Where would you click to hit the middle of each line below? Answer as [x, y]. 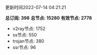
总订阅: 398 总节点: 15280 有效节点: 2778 [48, 18]
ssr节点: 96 [24, 47]
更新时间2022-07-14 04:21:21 [36, 7]
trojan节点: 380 [28, 41]
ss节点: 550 [24, 35]
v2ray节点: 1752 [29, 28]
